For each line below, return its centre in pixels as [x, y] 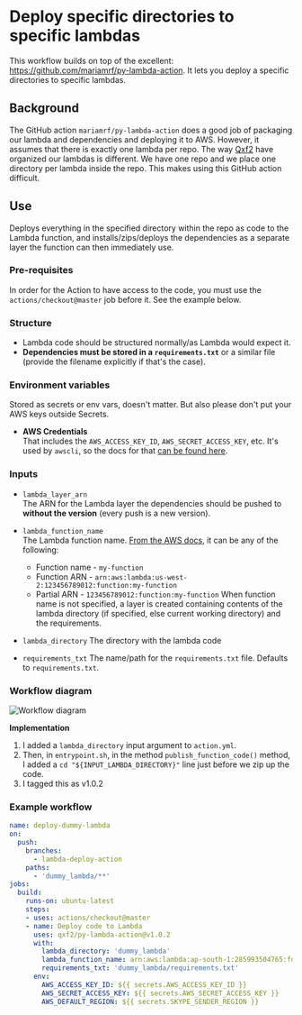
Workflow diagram [51, 690]
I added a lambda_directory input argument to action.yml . [129, 745]
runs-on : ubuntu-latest [70, 901]
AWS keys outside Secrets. [59, 414]
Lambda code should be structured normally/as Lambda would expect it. [156, 343]
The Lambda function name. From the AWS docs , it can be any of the [150, 540]
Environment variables [60, 385]
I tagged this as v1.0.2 [62, 784]
